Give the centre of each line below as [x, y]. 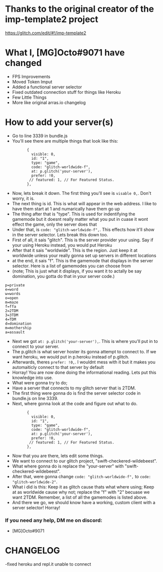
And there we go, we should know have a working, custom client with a [84, 502]
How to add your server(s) [59, 122]
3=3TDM [12, 315]
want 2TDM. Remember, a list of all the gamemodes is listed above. [80, 497]
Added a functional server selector [47, 87]
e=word [12, 289]
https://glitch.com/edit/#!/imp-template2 [46, 33]
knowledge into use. [32, 378]
